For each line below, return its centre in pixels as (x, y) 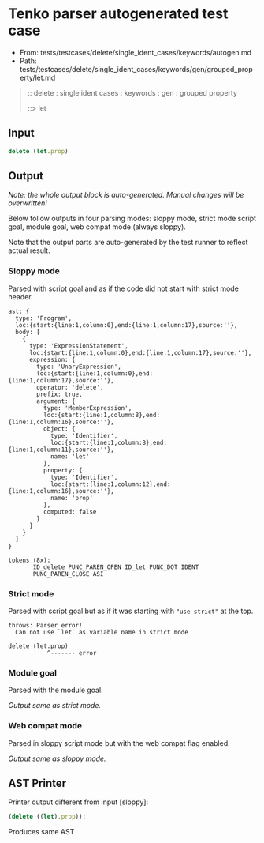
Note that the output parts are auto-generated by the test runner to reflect (128, 243)
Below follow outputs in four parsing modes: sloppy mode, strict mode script (132, 219)
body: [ (28, 332)
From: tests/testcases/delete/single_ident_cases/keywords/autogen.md (136, 52)
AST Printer (37, 783)
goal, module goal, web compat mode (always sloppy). (97, 227)
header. (20, 296)
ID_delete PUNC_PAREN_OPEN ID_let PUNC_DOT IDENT (116, 567)
